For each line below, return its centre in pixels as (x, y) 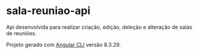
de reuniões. (21, 33)
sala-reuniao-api (48, 11)
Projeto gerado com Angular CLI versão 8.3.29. (64, 45)
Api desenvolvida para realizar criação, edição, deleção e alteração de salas (99, 27)
